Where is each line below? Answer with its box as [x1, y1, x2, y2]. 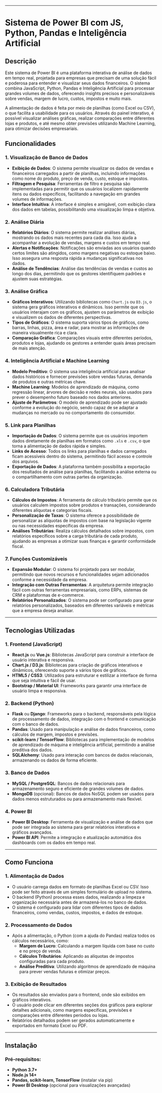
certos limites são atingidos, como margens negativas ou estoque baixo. [12, 250, 156, 256]
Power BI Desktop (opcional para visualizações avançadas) [12, 1082, 131, 1088]
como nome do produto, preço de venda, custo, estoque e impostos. [12, 175, 148, 181]
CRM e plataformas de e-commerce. [12, 592, 85, 598]
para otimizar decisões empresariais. [5, 126, 79, 131]
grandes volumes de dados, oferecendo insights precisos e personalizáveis [5, 91, 155, 96]
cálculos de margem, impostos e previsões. [12, 731, 99, 737]
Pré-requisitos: [5, 1056, 41, 1062]
